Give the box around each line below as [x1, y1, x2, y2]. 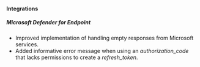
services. [15, 40, 39, 48]
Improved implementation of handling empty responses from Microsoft [15, 34, 194, 41]
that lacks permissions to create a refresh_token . [15, 54, 138, 61]
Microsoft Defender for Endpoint [6, 19, 91, 26]
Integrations [6, 5, 39, 12]
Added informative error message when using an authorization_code [15, 47, 189, 54]
